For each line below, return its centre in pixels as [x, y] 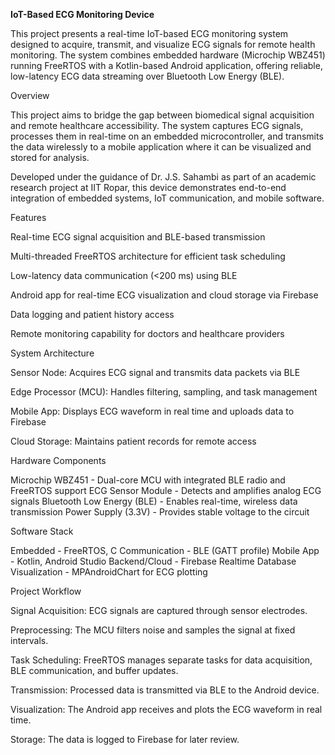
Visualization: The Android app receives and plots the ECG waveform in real [166, 709]
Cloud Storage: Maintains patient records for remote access [133, 441]
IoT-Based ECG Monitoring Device [82, 14]
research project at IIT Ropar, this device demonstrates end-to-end [148, 187]
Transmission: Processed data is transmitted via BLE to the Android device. [165, 690]
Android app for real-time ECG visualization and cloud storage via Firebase [164, 295]
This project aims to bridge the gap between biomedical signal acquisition [162, 115]
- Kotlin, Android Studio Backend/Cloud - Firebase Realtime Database [153, 561]
